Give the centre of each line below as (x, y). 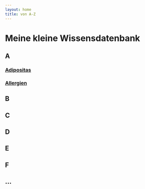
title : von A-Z (20, 14)
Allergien (16, 83)
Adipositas (18, 70)
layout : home (18, 9)
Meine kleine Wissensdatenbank (72, 38)
